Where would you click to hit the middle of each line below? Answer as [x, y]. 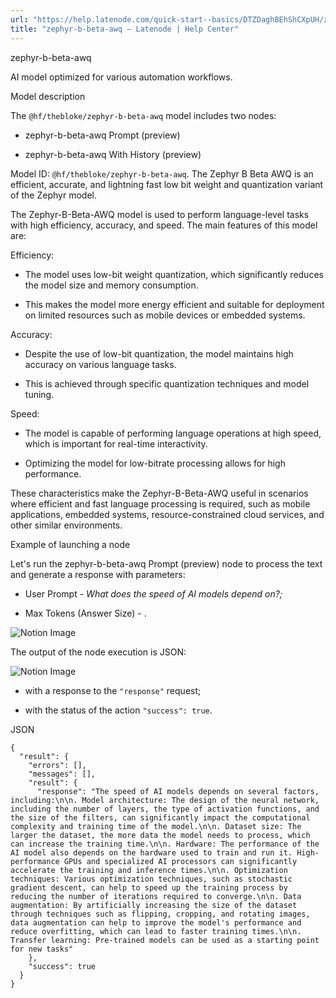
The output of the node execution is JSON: [98, 652]
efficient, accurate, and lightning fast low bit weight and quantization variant [167, 184]
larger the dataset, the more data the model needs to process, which [160, 835]
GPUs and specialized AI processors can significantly [180, 861]
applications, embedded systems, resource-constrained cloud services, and [167, 514]
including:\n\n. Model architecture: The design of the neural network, [165, 800]
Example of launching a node [70, 544]
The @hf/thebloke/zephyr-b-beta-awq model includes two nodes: [143, 115]
